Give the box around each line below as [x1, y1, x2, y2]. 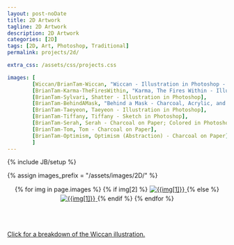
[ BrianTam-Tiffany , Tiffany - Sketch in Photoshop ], [32, 113, 189, 120]
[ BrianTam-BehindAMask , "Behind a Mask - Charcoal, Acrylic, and [32, 100, 226, 107]
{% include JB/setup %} [7, 158, 77, 166]
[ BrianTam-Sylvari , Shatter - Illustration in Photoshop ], [32, 93, 208, 101]
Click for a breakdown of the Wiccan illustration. [7, 230, 146, 239]
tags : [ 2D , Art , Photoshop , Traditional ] [7, 42, 130, 49]
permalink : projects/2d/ [7, 49, 79, 56]
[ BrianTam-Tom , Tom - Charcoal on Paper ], [32, 126, 157, 133]
